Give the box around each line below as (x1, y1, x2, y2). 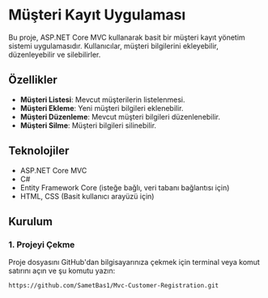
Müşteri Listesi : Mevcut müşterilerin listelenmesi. (19, 95, 185, 104)
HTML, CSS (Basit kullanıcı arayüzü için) (19, 191, 155, 201)
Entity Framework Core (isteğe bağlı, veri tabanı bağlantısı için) (19, 182, 230, 192)
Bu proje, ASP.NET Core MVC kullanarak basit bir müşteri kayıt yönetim (8, 32, 245, 42)
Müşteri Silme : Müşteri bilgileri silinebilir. (19, 120, 156, 130)
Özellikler (8, 73, 58, 87)
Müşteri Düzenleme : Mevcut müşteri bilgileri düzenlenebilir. (19, 112, 221, 121)
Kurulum (8, 215, 53, 228)
